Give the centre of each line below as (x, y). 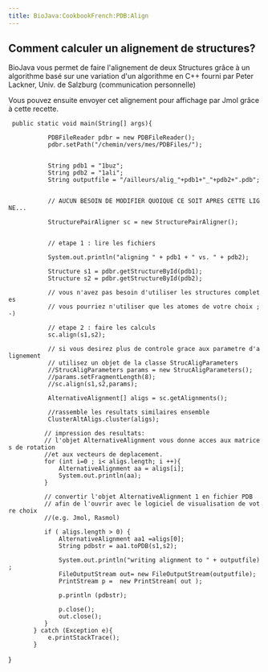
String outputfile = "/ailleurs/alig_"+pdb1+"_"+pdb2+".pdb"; (154, 180)
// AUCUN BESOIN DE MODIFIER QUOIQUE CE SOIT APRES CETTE (147, 201)
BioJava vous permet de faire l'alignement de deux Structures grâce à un (129, 68)
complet (248, 293)
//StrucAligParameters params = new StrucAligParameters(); (150, 370)
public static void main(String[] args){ (82, 124)
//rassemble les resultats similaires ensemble (129, 412)
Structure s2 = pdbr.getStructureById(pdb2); (125, 278)
